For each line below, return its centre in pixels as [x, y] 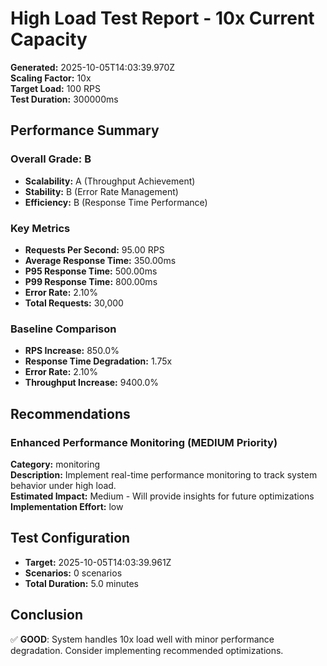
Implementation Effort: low [67, 506]
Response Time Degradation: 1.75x [98, 361]
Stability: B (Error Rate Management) [101, 191]
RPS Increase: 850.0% [72, 351]
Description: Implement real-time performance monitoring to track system [164, 474]
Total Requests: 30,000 [74, 303]
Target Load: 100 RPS [55, 88]
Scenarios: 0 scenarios [73, 573]
